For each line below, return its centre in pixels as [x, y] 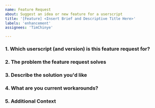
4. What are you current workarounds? [52, 88]
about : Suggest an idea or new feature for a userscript [64, 14]
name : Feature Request [28, 9]
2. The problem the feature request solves [56, 62]
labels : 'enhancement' [28, 23]
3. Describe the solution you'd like [46, 75]
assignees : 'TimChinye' [29, 28]
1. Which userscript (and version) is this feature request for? [77, 49]
